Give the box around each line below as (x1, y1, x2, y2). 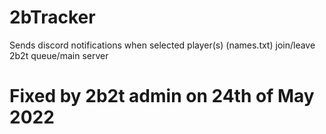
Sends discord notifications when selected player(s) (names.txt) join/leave (9, 39, 316, 51)
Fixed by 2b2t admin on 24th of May (9, 85, 315, 108)
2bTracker (9, 6, 96, 29)
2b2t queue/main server (9, 49, 109, 61)
